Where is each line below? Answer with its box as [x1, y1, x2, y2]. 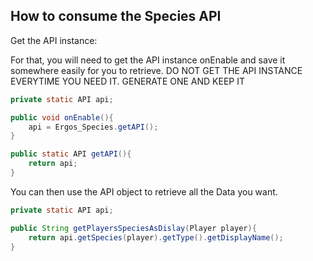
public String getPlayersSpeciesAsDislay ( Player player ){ [10, 223, 257, 233]
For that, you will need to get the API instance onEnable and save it [10, 54, 286, 66]
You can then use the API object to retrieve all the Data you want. [10, 185, 278, 198]
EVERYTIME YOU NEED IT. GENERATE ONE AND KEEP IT [10, 75, 245, 87]
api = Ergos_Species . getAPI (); [28, 122, 159, 132]
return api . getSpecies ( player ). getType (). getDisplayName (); [28, 232, 284, 243]
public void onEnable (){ [10, 112, 114, 123]
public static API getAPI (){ [10, 149, 132, 159]
